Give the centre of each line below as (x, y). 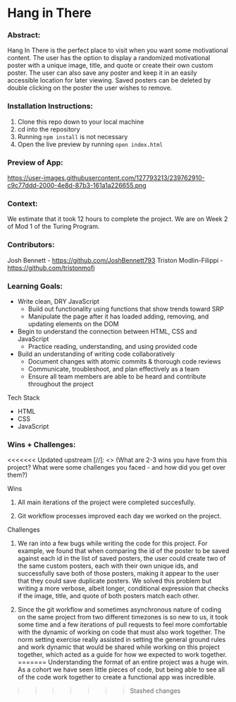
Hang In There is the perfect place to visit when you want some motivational (118, 50)
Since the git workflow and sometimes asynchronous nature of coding (119, 609)
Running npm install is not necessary (73, 136)
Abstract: (24, 35)
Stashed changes (155, 691)
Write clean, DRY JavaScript (58, 301)
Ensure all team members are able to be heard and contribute (117, 376)
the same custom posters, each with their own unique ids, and (108, 566)
